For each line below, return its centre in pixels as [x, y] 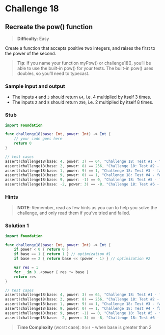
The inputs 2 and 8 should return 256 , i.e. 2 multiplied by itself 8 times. [83, 102]
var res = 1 [26, 268]
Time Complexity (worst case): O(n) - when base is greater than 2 [84, 327]
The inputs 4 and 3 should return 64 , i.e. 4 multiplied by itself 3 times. [82, 97]
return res [25, 277]
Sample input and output [35, 86]
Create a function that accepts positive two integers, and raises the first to [80, 48]
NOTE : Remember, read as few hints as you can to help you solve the [87, 208]
